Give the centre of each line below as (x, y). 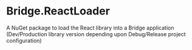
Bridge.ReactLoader (58, 11)
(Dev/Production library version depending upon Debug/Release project (96, 34)
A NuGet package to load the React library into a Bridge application (90, 28)
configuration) (24, 40)
